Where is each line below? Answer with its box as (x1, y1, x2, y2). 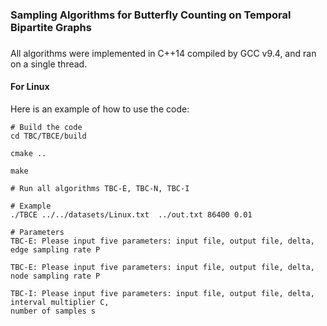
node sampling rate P (10, 271, 101, 282)
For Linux (10, 81, 50, 93)
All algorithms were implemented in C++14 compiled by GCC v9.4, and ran (10, 47, 317, 59)
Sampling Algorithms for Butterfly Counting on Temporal (10, 8, 292, 22)
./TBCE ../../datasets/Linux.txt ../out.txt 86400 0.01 (10, 210, 253, 220)
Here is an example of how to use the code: (10, 103, 190, 115)
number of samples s (10, 306, 97, 317)
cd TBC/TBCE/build (10, 131, 87, 142)
